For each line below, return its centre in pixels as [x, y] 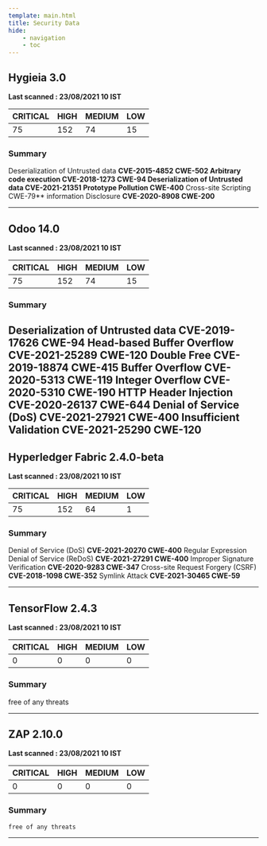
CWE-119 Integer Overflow [134, 380]
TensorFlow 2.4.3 [53, 608]
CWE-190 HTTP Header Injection [150, 393]
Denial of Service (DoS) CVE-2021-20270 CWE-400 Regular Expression [128, 551]
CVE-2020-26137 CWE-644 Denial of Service [124, 405]
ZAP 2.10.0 [36, 734]
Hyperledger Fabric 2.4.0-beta [86, 457]
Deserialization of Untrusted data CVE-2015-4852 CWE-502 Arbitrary [125, 171]
